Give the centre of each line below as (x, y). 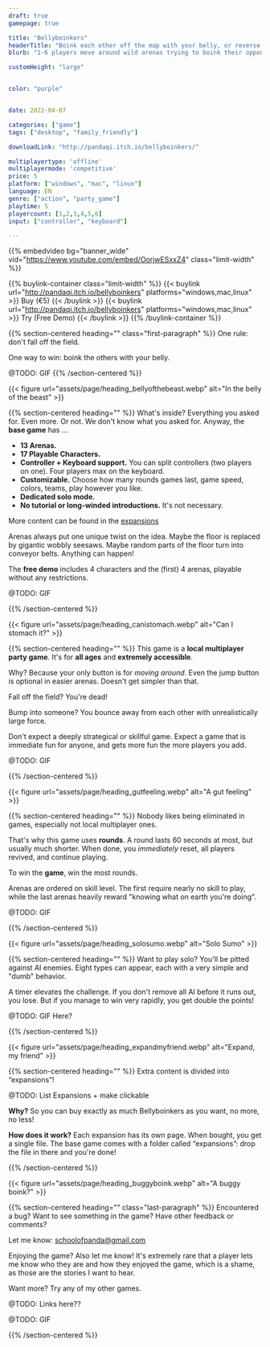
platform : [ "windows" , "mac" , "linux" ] (75, 184)
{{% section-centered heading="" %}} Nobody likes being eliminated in (127, 816)
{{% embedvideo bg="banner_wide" (69, 251)
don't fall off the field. (44, 342)
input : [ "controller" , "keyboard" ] (68, 221)
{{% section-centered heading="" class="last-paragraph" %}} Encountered (134, 1208)
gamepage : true (34, 23)
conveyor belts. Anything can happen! (72, 554)
